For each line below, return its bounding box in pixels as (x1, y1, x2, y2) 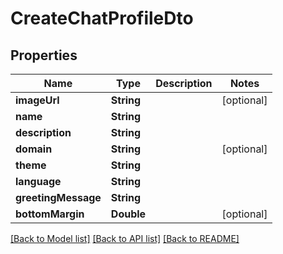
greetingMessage (15, 191, 102, 204)
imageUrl (15, 93, 60, 107)
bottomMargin (15, 207, 85, 221)
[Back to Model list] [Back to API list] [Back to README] (10, 233, 240, 244)
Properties (10, 47, 78, 64)
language (15, 175, 62, 188)
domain (15, 142, 53, 156)
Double (110, 207, 147, 221)
